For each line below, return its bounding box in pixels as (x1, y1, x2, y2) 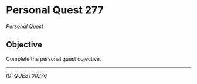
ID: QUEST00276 (6, 72, 47, 79)
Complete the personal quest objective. (6, 55, 101, 62)
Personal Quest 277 (6, 3, 104, 17)
